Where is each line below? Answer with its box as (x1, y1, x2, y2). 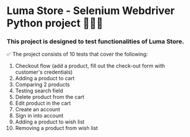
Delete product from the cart (15, 94, 84, 101)
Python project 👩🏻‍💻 (6, 16, 103, 30)
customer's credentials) (15, 68, 73, 76)
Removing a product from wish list (15, 125, 99, 132)
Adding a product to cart (15, 75, 75, 82)
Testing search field (15, 87, 63, 94)
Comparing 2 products (15, 81, 70, 88)
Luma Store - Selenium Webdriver (6, 4, 175, 18)
